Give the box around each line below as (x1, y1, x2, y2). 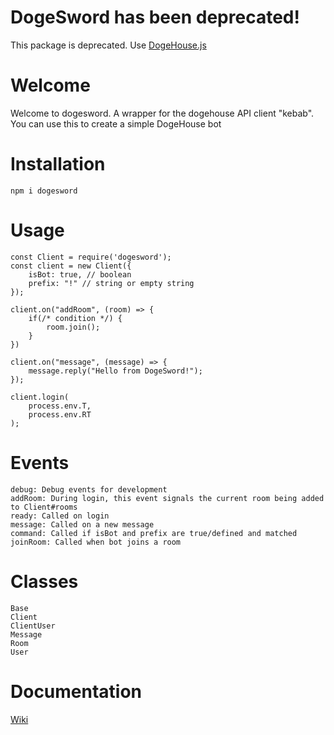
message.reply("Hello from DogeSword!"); (28, 366, 203, 376)
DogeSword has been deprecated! (10, 6, 300, 29)
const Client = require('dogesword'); (10, 252, 172, 262)
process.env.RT (28, 409, 92, 420)
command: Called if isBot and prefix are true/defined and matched (10, 528, 298, 538)
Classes (10, 570, 79, 593)
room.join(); (46, 322, 101, 332)
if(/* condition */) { (28, 313, 123, 323)
